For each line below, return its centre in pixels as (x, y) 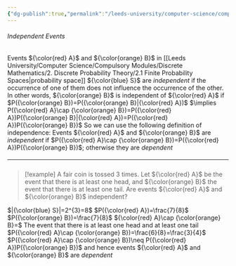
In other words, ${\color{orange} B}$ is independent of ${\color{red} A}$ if (116, 95)
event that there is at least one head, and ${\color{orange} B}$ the (121, 181)
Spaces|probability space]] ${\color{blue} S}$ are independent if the (107, 80)
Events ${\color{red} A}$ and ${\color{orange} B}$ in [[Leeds (97, 58)
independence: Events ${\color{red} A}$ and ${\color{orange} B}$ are (109, 132)
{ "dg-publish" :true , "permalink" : (56, 14)
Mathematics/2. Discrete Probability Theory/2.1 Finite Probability (100, 73)
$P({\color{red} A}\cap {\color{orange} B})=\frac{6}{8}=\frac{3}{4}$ (107, 232)
